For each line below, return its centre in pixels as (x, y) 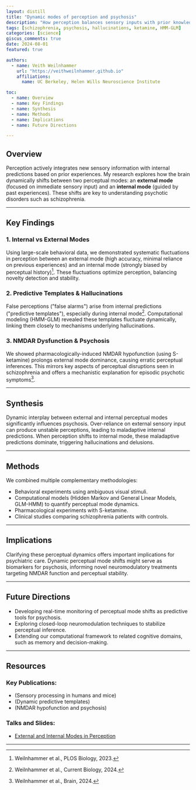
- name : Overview (32, 98)
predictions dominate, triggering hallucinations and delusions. (80, 442)
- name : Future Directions (44, 125)
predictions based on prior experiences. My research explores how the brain (98, 174)
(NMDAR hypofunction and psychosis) (60, 708)
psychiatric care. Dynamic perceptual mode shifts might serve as (84, 561)
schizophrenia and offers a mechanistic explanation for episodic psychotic (95, 372)
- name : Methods (31, 114)
